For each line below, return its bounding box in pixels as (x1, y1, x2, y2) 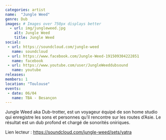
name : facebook (11, 58, 43, 63)
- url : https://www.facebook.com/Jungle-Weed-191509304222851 (7, 53, 140, 59)
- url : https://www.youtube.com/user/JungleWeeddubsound (7, 63, 128, 68)
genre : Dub (5, 16, 28, 21)
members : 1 (5, 77, 28, 82)
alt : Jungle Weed (14, 30, 50, 35)
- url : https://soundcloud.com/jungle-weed (7, 44, 99, 49)
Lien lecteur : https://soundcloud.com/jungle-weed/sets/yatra (5, 129, 132, 135)
